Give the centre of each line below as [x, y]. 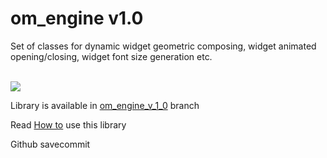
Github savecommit [50, 144]
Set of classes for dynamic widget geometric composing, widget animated [163, 46]
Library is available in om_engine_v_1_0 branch [105, 105]
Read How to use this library [68, 124]
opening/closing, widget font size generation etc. [111, 56]
